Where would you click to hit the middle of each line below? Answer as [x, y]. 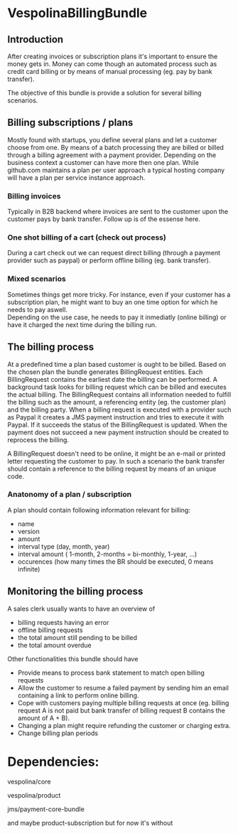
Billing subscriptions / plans [70, 123]
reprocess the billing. [38, 439]
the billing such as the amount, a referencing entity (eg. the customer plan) [117, 402]
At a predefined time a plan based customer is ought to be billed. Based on [117, 364]
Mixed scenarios [37, 279]
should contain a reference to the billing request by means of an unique [112, 469]
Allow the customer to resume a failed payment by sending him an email [123, 688]
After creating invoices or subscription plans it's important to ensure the [113, 56]
